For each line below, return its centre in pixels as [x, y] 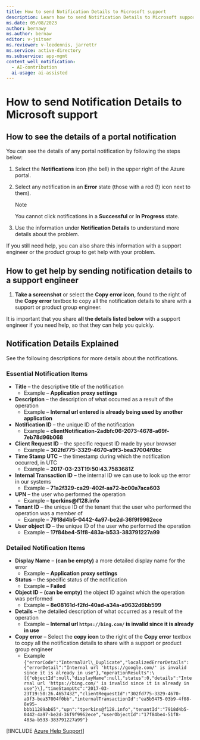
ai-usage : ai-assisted [40, 73]
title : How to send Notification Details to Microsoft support [86, 12]
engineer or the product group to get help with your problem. [81, 252]
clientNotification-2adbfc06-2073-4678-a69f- [110, 431]
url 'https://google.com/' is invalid [138, 668]
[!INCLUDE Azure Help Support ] [45, 731]
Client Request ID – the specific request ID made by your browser [96, 444]
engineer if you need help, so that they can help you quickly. [80, 325]
